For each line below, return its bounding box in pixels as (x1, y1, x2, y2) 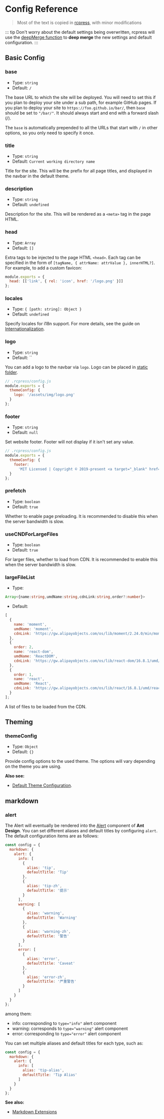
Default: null (12, 430, 38, 436)
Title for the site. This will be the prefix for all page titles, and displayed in (5, 168, 152, 173)
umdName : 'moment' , (14, 626, 54, 632)
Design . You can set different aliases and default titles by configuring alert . (5, 828, 158, 834)
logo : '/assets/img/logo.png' (14, 392, 76, 397)
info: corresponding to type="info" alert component (12, 1020, 117, 1026)
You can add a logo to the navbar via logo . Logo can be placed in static (5, 364, 148, 370)
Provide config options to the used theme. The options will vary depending (5, 758, 155, 764)
